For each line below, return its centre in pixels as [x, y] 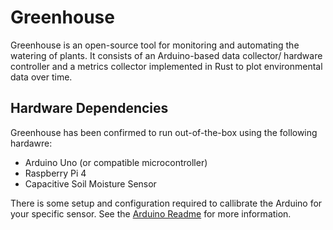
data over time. [41, 77]
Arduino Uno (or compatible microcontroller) [116, 162]
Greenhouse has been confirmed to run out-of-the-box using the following [164, 132]
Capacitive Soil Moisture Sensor [90, 183]
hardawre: [31, 143]
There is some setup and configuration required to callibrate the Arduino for [166, 203]
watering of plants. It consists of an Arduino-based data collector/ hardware [166, 55]
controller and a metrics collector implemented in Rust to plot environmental [166, 66]
